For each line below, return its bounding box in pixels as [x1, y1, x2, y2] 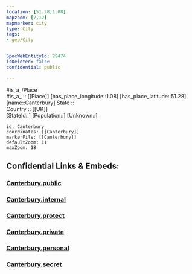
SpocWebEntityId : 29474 [6, 53, 66, 59]
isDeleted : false [6, 59, 50, 65]
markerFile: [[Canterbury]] [6, 134, 77, 140]
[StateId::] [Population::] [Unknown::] [6, 112, 98, 119]
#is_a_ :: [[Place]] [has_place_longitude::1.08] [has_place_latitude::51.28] [6, 92, 187, 100]
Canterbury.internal [6, 195, 66, 203]
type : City [6, 25, 34, 32]
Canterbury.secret [6, 260, 62, 269]
